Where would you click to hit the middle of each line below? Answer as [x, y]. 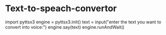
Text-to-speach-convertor [61, 9]
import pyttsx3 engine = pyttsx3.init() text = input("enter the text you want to [83, 22]
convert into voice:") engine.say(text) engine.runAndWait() [65, 27]
